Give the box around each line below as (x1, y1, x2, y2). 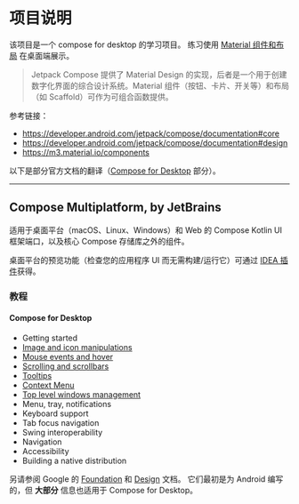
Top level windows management (21, 388, 141, 400)
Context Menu (21, 380, 75, 390)
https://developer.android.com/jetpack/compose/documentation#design (21, 137, 288, 148)
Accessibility (21, 445, 69, 456)
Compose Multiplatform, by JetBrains (9, 200, 222, 215)
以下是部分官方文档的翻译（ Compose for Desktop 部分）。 (9, 165, 221, 176)
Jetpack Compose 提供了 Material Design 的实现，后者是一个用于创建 (30, 68, 287, 80)
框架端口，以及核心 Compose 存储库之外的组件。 (9, 236, 190, 246)
